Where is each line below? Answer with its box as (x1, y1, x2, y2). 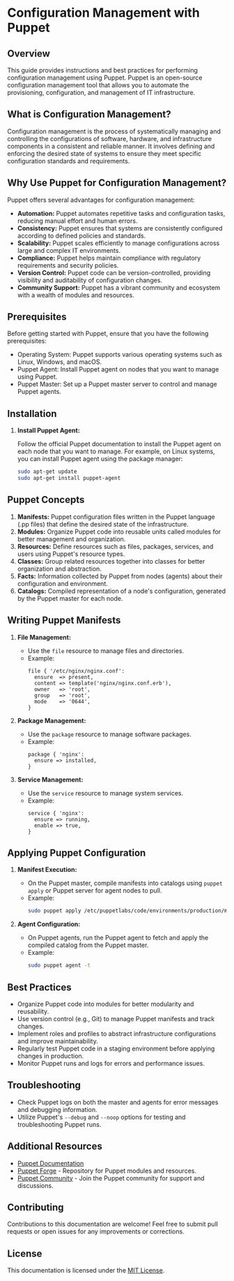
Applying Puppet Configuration (7, 847, 146, 859)
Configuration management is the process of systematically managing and (7, 127, 221, 136)
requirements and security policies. (17, 261, 119, 270)
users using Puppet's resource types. (17, 550, 125, 558)
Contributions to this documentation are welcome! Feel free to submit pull (7, 1220, 218, 1229)
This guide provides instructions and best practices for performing (7, 66, 198, 74)
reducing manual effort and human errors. (17, 217, 138, 225)
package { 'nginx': (27, 751, 85, 758)
